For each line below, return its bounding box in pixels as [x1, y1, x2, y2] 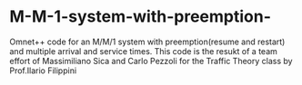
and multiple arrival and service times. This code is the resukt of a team [9, 45, 277, 56]
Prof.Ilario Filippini [9, 65, 77, 76]
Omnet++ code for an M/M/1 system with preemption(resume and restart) [9, 36, 286, 47]
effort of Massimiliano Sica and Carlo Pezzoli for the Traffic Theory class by [9, 55, 293, 66]
